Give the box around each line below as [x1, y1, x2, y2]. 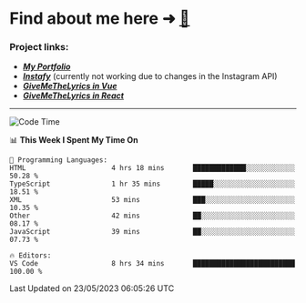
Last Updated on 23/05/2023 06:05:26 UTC [9, 283, 175, 294]
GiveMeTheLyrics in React [22, 90, 125, 101]
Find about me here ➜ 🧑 [9, 8, 190, 29]
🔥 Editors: [9, 251, 52, 260]
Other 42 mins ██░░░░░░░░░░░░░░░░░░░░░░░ [9, 211, 296, 221]
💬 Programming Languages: [9, 156, 107, 165]
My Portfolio [22, 61, 71, 72]
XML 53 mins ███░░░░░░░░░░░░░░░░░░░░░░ [9, 196, 296, 205]
